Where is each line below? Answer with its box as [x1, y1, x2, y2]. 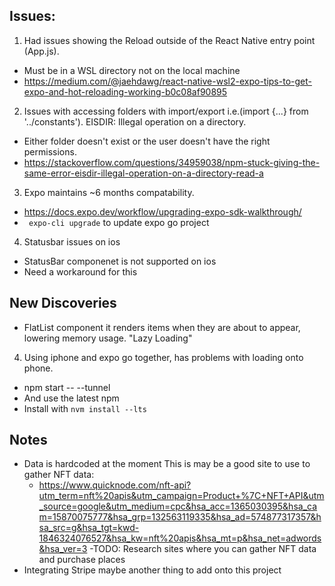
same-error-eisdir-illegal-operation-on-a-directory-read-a [23, 167, 264, 179]
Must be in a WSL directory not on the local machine [23, 64, 241, 76]
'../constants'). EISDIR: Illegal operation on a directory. [23, 115, 247, 128]
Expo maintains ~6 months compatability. [23, 186, 195, 198]
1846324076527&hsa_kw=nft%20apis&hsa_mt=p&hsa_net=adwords [38, 532, 322, 544]
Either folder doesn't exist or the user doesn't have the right [23, 135, 271, 147]
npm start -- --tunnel [23, 381, 111, 393]
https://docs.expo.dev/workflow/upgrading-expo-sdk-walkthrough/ [23, 205, 302, 218]
